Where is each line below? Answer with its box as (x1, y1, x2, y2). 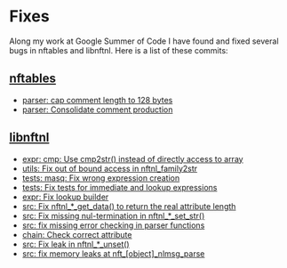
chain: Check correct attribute (21, 229, 132, 240)
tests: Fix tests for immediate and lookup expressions (21, 182, 218, 192)
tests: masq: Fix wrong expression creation (21, 172, 180, 183)
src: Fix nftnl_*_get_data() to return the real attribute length (21, 200, 236, 211)
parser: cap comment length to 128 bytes (21, 94, 173, 105)
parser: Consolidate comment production (21, 104, 173, 115)
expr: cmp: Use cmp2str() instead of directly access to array (21, 153, 243, 164)
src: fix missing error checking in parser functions (21, 220, 205, 231)
